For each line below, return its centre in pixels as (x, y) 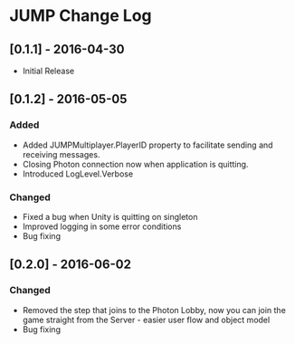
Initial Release (48, 71)
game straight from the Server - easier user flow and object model (146, 320)
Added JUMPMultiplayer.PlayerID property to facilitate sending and (147, 145)
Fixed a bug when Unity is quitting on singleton (110, 216)
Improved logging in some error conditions (102, 226)
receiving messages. (61, 154)
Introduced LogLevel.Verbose (78, 174)
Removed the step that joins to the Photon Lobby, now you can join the (154, 310)
